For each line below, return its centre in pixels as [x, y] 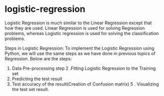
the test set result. [30, 89]
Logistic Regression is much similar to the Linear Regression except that [78, 23]
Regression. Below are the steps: [38, 58]
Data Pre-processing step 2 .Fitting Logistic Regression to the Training [84, 68]
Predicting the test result [37, 79]
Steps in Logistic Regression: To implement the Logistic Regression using [80, 48]
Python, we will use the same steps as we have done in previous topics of [80, 53]
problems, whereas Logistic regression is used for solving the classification [82, 33]
